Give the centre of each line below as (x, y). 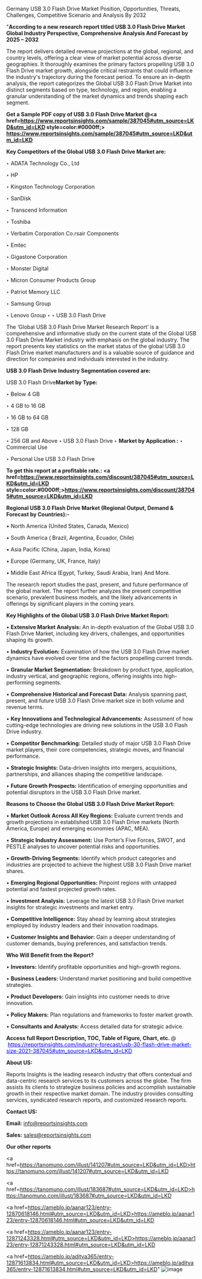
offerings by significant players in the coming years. (71, 604)
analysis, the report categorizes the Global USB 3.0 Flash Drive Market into (99, 83)
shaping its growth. (30, 640)
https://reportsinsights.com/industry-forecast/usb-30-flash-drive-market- (99, 1044)
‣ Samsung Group (29, 303)
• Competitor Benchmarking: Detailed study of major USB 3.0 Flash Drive (99, 743)
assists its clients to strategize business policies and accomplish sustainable (101, 1087)
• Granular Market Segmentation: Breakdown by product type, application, (100, 670)
